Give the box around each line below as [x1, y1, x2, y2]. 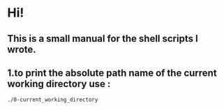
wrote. [7, 43, 36, 55]
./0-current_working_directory [7, 96, 98, 104]
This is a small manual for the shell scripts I [7, 33, 199, 45]
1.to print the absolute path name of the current [7, 67, 218, 79]
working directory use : [7, 78, 111, 90]
